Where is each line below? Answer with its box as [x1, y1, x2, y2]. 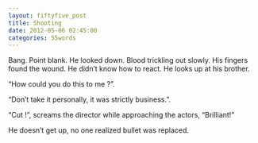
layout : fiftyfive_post [8, 11, 87, 20]
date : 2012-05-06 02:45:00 [8, 26, 98, 34]
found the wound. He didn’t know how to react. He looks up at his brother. [8, 64, 250, 74]
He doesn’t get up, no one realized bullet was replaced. [8, 126, 189, 135]
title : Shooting [8, 19, 62, 27]
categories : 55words [8, 33, 77, 42]
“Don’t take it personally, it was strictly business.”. [8, 95, 171, 104]
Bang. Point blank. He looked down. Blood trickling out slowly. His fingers [8, 56, 248, 65]
